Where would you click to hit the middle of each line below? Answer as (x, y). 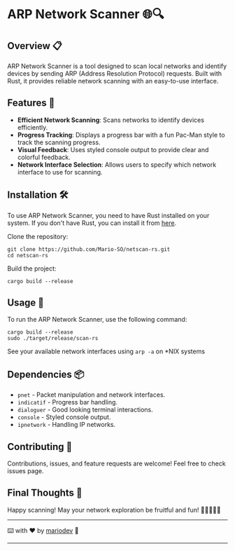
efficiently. (33, 127)
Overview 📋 (35, 46)
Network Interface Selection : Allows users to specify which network (117, 164)
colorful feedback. (44, 157)
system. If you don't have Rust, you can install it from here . (92, 223)
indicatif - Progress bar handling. (67, 402)
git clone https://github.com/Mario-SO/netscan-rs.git (89, 249)
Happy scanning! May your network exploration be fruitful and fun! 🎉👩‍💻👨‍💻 (114, 510)
